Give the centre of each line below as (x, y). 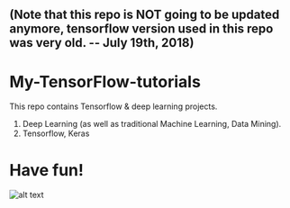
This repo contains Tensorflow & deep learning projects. (113, 106)
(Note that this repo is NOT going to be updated (145, 15)
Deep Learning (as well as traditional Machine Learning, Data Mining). (152, 124)
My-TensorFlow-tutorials (105, 81)
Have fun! (46, 170)
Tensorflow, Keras (56, 133)
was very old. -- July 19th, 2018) (102, 43)
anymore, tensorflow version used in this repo (141, 29)
